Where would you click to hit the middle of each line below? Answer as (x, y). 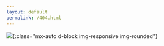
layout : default (27, 12)
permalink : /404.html (34, 18)
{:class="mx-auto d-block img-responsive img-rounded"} (85, 36)
